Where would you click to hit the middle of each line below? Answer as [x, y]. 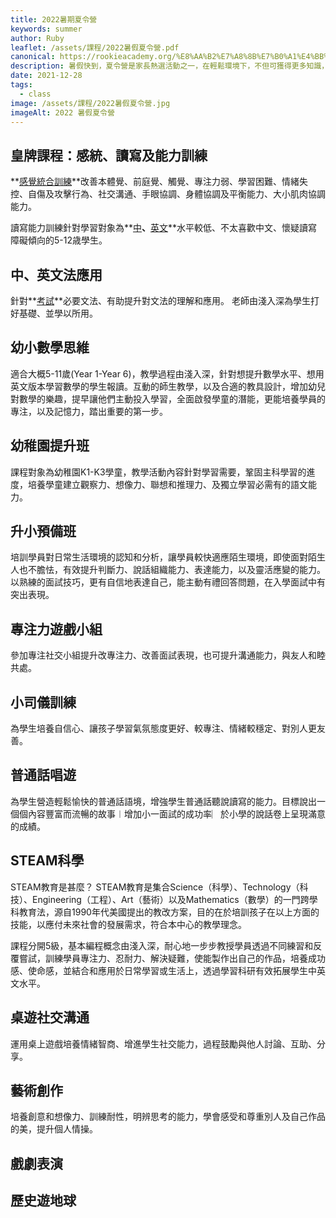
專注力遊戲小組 [56, 629]
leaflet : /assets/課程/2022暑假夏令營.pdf [95, 47]
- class [35, 94]
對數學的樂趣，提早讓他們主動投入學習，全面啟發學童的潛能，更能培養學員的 [168, 398]
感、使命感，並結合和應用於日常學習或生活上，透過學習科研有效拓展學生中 [163, 970]
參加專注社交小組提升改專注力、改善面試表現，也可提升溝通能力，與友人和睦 [168, 655]
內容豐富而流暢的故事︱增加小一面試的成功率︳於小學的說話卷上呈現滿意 [176, 813]
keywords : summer [46, 29]
